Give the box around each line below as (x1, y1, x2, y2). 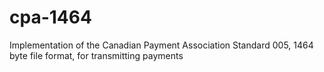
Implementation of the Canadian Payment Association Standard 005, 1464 (9, 39, 314, 51)
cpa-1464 (9, 6, 92, 29)
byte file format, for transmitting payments (9, 49, 184, 61)
